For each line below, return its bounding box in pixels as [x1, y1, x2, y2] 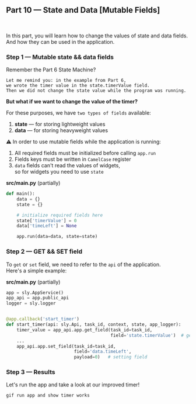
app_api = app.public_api [6, 295, 69, 301]
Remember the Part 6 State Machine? [6, 66, 96, 73]
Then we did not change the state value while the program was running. [6, 88, 187, 94]
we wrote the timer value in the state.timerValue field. [6, 82, 150, 89]
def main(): [6, 191, 35, 197]
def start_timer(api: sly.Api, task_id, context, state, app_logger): [6, 322, 181, 327]
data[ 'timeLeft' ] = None [16, 223, 77, 229]
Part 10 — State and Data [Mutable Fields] [6, 5, 160, 15]
